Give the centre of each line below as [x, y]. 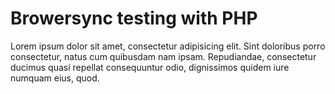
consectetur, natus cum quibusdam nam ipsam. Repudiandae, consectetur [163, 56]
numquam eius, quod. [55, 78]
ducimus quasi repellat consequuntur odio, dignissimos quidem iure [150, 67]
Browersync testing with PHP [134, 18]
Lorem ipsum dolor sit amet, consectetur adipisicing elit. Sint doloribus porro [168, 46]
